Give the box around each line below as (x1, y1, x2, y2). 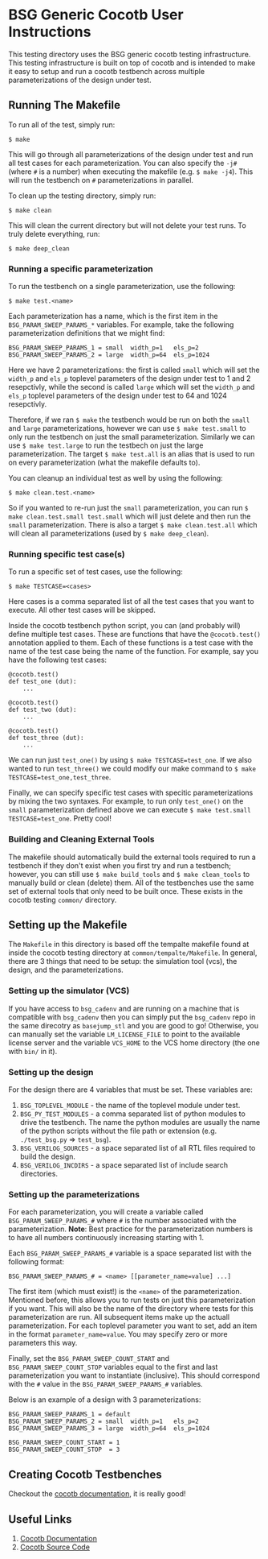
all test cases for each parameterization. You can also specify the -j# (8, 158, 238, 167)
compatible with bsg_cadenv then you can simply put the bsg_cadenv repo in (8, 1012, 256, 1022)
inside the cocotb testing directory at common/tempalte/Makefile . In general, (8, 948, 258, 957)
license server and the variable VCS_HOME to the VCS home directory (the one (8, 1037, 261, 1048)
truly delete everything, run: (8, 229, 100, 238)
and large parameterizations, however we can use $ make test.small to (8, 424, 246, 433)
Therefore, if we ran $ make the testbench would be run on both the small (8, 415, 250, 424)
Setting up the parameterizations (8, 1189, 140, 1200)
